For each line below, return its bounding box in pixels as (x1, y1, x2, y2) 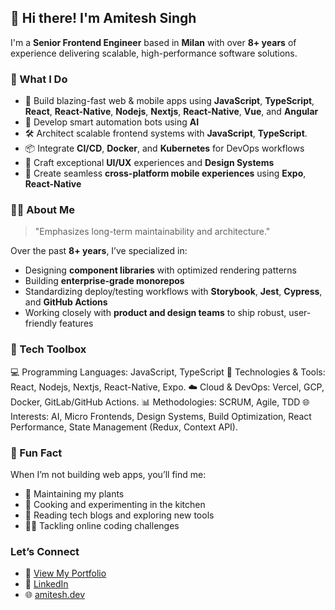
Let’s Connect (10, 544, 80, 558)
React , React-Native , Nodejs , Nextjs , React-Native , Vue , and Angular (24, 106, 319, 118)
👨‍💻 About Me (10, 203, 75, 217)
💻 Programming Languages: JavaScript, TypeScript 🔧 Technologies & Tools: (10, 366, 326, 378)
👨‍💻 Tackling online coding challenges (24, 520, 180, 531)
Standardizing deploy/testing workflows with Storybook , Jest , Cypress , (24, 286, 323, 298)
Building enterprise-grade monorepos (24, 275, 185, 287)
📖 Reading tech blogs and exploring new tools (24, 509, 215, 521)
